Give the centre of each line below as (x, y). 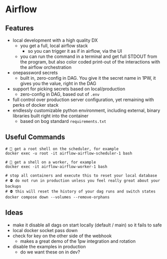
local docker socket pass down (45, 230)
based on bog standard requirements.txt (63, 121)
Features (19, 28)
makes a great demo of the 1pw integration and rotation (78, 241)
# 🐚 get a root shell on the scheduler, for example (62, 149)
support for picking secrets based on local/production (69, 89)
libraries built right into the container (50, 116)
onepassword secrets (35, 73)
